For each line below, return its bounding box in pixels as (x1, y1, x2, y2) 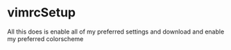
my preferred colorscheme (7, 34, 84, 42)
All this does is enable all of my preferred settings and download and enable (7, 27, 225, 36)
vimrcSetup (7, 5, 76, 21)
